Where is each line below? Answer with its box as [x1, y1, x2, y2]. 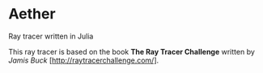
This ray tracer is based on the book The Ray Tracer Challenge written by [8, 47, 255, 56]
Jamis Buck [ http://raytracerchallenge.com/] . [8, 55, 159, 65]
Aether [8, 5, 56, 23]
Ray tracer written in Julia [8, 31, 94, 41]
